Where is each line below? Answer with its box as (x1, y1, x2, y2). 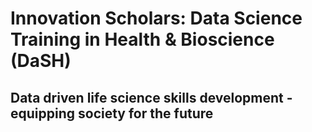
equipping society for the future (10, 105, 214, 122)
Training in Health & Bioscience (10, 28, 275, 51)
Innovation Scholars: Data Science (10, 7, 303, 30)
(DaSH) (10, 50, 72, 72)
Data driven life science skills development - (10, 89, 293, 106)
